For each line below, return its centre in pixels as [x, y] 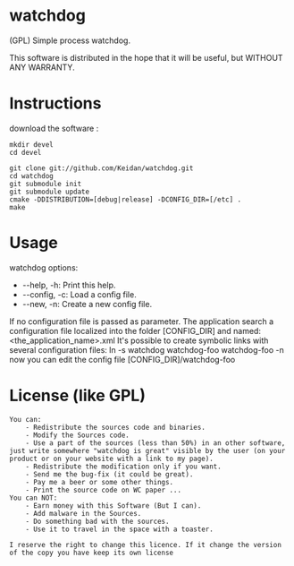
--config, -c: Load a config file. [79, 294]
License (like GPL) [77, 396]
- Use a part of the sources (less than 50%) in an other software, [155, 443]
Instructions [55, 103]
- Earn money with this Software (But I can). [113, 506]
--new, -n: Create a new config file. [87, 304]
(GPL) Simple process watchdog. [70, 40]
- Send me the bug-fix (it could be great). [109, 474]
